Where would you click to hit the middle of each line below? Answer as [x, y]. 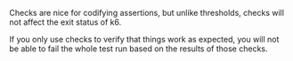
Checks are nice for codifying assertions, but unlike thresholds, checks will [147, 13]
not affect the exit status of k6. [65, 22]
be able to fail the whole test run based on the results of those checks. [138, 49]
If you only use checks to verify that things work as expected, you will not [144, 39]
